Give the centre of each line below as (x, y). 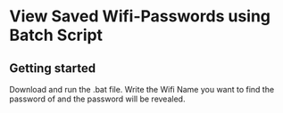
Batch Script (56, 35)
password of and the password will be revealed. (97, 99)
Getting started (53, 68)
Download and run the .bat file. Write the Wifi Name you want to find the (142, 89)
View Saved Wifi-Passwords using (140, 16)
